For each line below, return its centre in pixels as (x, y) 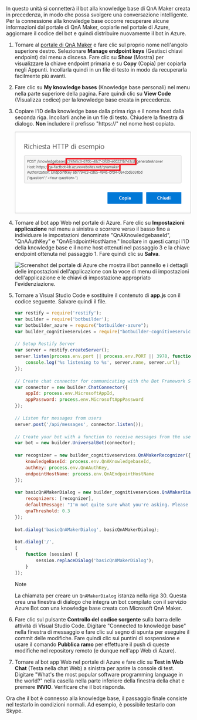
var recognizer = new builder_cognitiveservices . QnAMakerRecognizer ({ (103, 455)
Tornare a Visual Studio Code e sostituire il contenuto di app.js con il (97, 295)
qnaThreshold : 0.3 (48, 511)
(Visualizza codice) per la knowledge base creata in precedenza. (93, 100)
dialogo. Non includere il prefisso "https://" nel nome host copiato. (95, 124)
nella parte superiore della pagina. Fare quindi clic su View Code (93, 94)
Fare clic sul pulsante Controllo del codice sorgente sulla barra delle (98, 619)
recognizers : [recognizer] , (60, 499)
